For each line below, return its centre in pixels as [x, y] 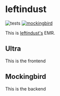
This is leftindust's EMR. [30, 33]
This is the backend [26, 88]
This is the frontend [26, 61]
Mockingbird [26, 77]
